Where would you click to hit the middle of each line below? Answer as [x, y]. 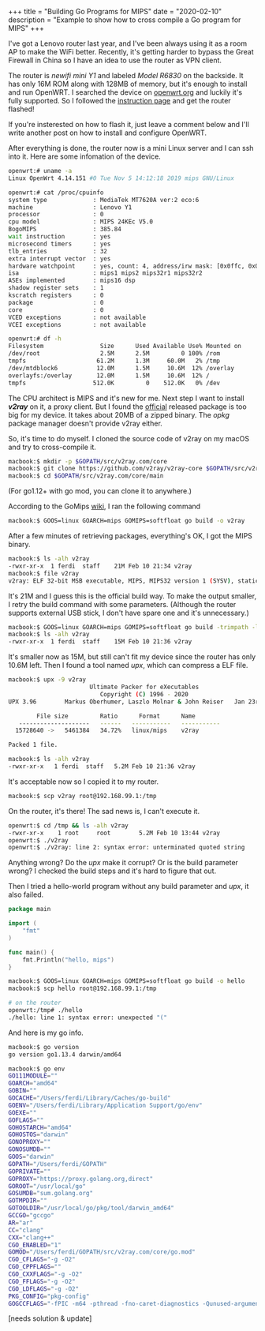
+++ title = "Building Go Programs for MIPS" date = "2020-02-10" [115, 11]
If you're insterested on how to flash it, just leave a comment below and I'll [129, 124]
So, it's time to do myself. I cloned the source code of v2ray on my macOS [129, 438]
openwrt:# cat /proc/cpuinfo [56, 193]
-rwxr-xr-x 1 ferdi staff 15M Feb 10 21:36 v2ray [100, 642]
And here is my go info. [46, 1033]
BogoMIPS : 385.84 [65, 229]
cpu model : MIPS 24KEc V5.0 [81, 222]
